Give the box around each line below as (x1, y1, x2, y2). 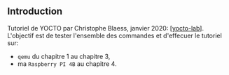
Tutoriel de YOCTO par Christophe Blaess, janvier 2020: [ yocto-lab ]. (7, 24, 204, 32)
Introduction (7, 6, 63, 17)
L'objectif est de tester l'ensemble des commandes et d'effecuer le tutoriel (7, 31, 222, 40)
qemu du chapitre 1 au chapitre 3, (17, 52, 111, 60)
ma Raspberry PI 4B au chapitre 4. (17, 59, 117, 68)
